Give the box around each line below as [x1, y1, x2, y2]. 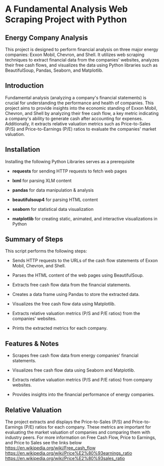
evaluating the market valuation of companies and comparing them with [5, 429, 151, 436]
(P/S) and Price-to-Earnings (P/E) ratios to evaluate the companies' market [5, 126, 157, 132]
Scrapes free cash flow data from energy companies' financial [12, 352, 139, 358]
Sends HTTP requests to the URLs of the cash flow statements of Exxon [12, 258, 158, 263]
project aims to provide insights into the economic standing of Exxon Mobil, [5, 105, 158, 111]
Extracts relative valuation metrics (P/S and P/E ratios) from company [12, 377, 153, 383]
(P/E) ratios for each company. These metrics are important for [24, 424, 151, 430]
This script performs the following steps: [5, 248, 87, 254]
